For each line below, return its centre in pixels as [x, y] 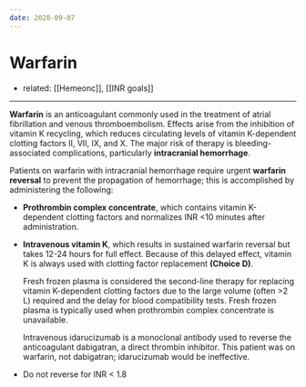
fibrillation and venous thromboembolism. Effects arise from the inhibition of [152, 124]
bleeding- [253, 143]
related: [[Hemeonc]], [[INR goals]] [88, 88]
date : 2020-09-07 [42, 18]
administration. [51, 226]
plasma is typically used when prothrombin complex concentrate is [148, 310]
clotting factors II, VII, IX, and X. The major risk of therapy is [122, 143]
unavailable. [45, 320]
